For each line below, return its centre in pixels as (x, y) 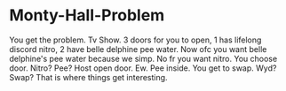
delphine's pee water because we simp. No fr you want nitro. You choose (143, 58)
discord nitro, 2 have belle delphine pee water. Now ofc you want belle (138, 49)
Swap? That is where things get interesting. (88, 77)
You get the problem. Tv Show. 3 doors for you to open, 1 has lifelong (135, 40)
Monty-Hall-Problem (87, 15)
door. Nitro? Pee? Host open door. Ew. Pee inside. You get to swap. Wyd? (143, 68)
